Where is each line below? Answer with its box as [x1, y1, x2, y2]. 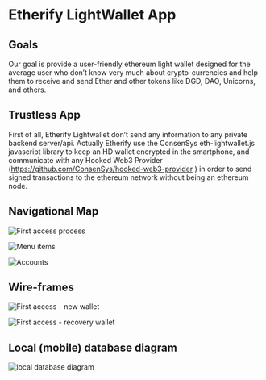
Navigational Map [8, 204, 99, 219]
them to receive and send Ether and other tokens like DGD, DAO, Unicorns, [8, 77, 256, 86]
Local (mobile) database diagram [8, 340, 177, 354]
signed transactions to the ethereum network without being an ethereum [8, 172, 249, 182]
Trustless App [8, 108, 81, 122]
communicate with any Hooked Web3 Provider [8, 155, 163, 165]
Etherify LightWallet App [8, 6, 177, 24]
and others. [8, 85, 47, 94]
